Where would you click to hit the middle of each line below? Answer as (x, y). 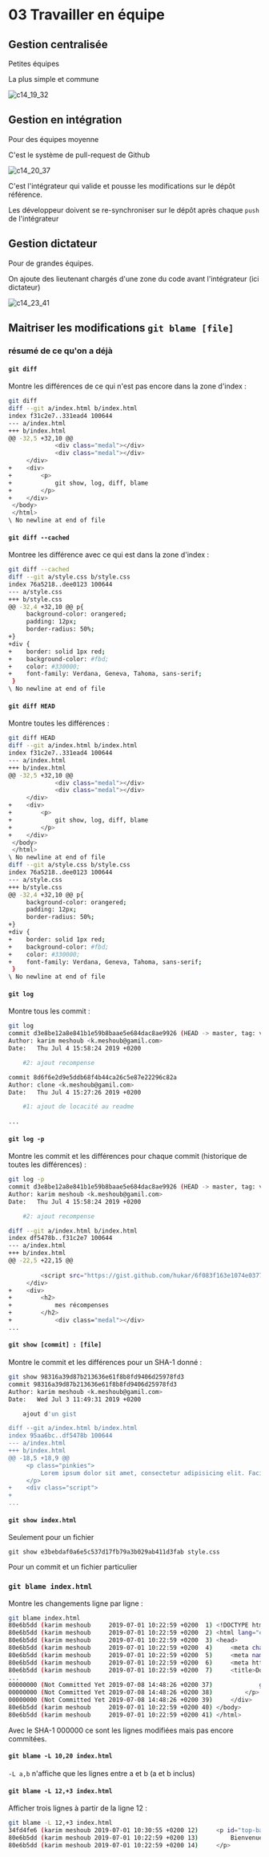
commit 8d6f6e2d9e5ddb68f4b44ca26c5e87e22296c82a (93, 1077)
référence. (25, 194)
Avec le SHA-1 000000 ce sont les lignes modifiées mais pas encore (121, 1730)
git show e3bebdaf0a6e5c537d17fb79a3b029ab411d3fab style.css (114, 1552)
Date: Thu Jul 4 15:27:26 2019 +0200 (75, 1092)
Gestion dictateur (53, 244)
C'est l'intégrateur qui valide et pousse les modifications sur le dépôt (122, 185)
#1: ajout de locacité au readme (78, 1107)
